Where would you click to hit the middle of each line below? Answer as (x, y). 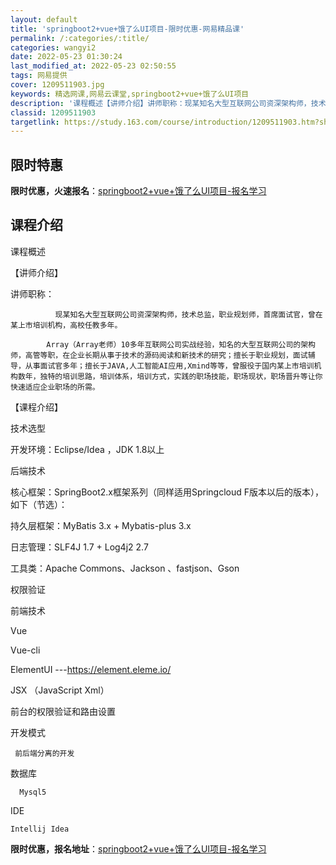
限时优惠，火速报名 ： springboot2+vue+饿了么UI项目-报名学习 (138, 191)
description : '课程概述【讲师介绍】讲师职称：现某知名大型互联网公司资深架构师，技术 (168, 103)
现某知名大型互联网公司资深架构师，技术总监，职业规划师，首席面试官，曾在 (188, 314)
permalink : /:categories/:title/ (80, 38)
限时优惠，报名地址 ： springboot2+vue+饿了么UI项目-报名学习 (138, 848)
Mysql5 (33, 792)
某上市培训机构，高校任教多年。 (66, 325)
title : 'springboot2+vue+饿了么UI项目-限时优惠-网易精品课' (127, 29)
